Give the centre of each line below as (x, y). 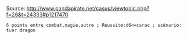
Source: (16, 8)
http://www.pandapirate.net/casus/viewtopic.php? (88, 8)
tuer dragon (21, 30)
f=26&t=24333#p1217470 (37, 15)
